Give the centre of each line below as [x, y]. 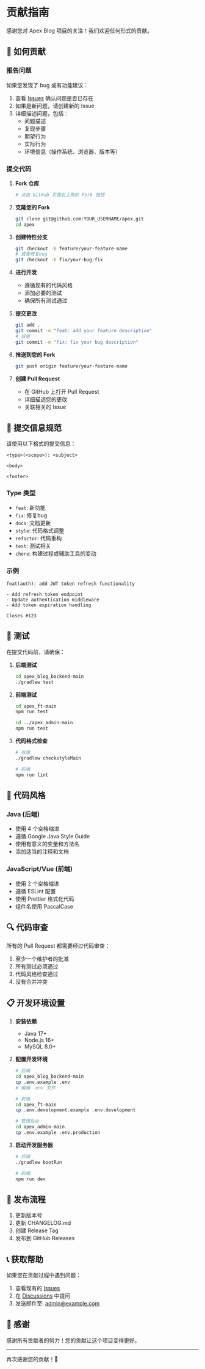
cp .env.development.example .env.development [75, 1110]
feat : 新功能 [30, 507]
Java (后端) [23, 814]
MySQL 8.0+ [40, 1047]
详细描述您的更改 [46, 399]
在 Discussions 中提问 [43, 1296]
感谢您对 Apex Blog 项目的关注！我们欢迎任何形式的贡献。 [80, 31]
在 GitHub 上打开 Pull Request [62, 391]
